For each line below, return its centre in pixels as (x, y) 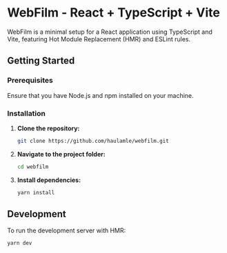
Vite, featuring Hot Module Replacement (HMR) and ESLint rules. (99, 39)
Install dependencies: (49, 180)
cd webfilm (33, 167)
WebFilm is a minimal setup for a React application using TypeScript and (110, 32)
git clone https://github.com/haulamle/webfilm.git (93, 141)
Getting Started (41, 61)
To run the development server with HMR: (67, 231)
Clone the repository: (48, 128)
